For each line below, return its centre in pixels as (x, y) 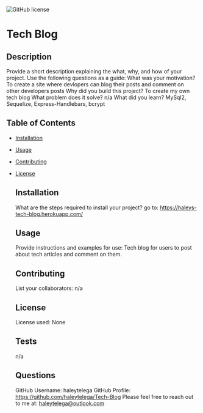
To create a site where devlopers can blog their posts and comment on (95, 84)
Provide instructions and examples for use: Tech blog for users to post (103, 248)
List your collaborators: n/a (49, 288)
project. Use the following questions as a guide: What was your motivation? (101, 78)
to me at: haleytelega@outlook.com (60, 403)
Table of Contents (41, 123)
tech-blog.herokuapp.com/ (49, 214)
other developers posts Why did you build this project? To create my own (98, 91)
